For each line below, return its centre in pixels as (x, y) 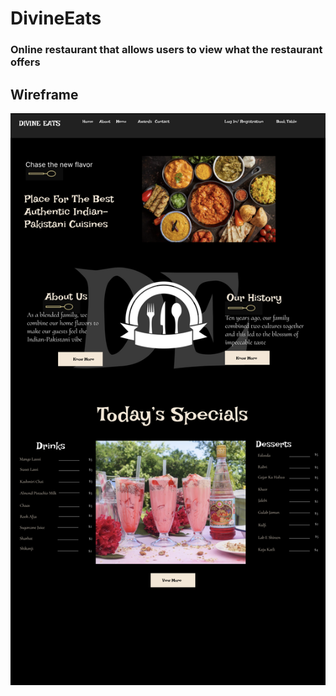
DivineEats (56, 18)
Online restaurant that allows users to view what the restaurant (166, 50)
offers (25, 62)
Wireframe (44, 94)
